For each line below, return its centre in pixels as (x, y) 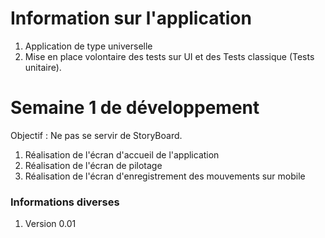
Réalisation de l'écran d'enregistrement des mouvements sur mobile (165, 176)
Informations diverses (65, 202)
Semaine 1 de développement (135, 108)
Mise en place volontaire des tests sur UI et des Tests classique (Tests (169, 56)
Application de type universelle (88, 46)
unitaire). (43, 67)
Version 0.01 (50, 224)
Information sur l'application (131, 18)
